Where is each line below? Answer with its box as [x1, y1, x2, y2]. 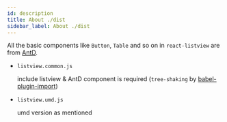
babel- [198, 75, 217, 83]
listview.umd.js [16, 97, 64, 104]
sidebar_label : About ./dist [7, 22, 90, 29]
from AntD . [7, 48, 38, 57]
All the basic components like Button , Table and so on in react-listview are [7, 42, 220, 50]
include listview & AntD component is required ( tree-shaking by [16, 75, 197, 83]
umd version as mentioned [16, 108, 92, 117]
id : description [7, 10, 53, 17]
